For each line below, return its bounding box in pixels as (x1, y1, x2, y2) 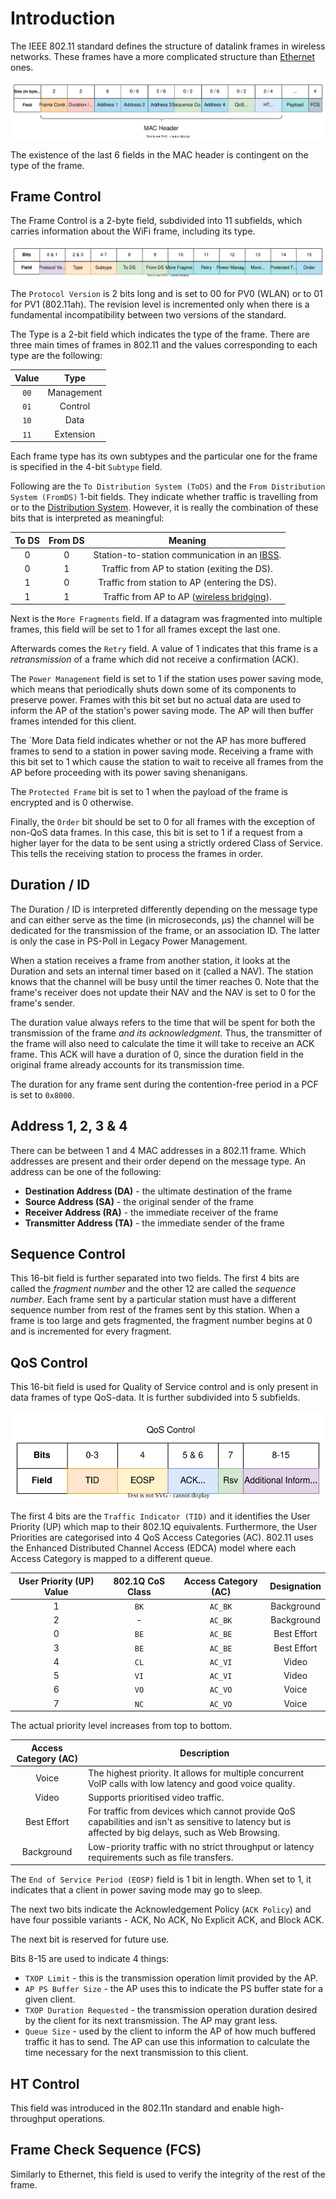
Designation (269, 1580, 322, 1592)
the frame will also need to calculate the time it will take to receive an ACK (10, 1037, 315, 1049)
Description (179, 1747, 230, 1759)
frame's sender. (10, 997, 76, 1009)
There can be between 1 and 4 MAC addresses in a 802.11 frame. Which (10, 1144, 307, 1156)
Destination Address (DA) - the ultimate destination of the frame (24, 1185, 293, 1197)
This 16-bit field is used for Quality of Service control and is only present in (10, 1381, 319, 1393)
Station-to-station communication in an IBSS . (93, 548, 282, 561)
